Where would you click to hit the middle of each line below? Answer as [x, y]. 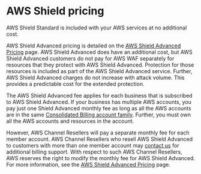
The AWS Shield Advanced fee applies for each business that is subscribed [100, 95]
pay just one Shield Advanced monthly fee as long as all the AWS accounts [99, 108]
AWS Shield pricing [55, 11]
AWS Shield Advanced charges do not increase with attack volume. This [95, 77]
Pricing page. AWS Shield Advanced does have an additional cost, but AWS [100, 52]
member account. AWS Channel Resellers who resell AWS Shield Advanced [100, 139]
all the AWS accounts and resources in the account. [70, 121]
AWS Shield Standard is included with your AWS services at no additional [97, 28]
